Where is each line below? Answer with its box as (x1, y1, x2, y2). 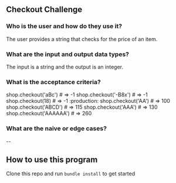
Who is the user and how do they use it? (6, 22, 122, 30)
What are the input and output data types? (6, 50, 129, 58)
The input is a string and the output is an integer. (6, 63, 123, 70)
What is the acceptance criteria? (6, 78, 101, 86)
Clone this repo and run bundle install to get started (6, 170, 136, 177)
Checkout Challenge (6, 5, 83, 15)
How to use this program (6, 154, 98, 164)
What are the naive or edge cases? (6, 125, 107, 133)
